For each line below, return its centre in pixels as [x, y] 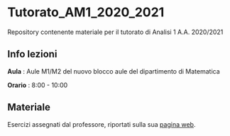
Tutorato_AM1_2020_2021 [86, 12]
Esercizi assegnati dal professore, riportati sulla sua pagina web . [102, 124]
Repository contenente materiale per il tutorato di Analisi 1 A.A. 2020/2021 [115, 32]
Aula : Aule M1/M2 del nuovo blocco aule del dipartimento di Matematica [114, 71]
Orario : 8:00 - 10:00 [38, 85]
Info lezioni [32, 54]
